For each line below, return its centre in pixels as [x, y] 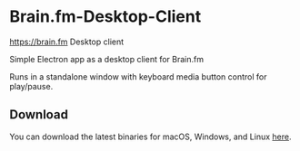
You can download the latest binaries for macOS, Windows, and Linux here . [150, 137]
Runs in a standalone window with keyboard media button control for [138, 76]
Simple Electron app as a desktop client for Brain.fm [107, 59]
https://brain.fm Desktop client [67, 42]
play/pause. [31, 86]
